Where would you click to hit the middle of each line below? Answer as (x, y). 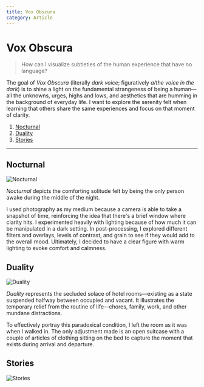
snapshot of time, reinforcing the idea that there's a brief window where (96, 216)
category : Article (29, 18)
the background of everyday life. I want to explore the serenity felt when (97, 102)
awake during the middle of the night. (53, 198)
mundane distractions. (34, 313)
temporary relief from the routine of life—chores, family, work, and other (97, 307)
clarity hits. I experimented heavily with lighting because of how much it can (101, 222)
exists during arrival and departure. (50, 344)
